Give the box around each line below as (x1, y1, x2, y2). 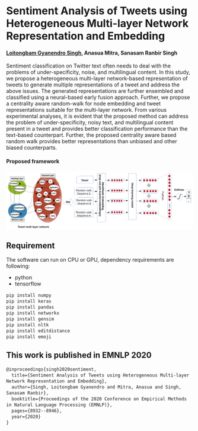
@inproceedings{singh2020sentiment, (6, 366, 97, 372)
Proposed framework (6, 157, 60, 165)
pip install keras (6, 298, 52, 304)
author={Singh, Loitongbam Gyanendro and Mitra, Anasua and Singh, (11, 384, 182, 390)
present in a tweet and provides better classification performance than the (6, 126, 188, 133)
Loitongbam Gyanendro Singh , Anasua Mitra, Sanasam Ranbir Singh (6, 49, 178, 56)
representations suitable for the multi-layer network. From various (6, 107, 167, 114)
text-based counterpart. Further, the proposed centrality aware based (6, 131, 177, 139)
